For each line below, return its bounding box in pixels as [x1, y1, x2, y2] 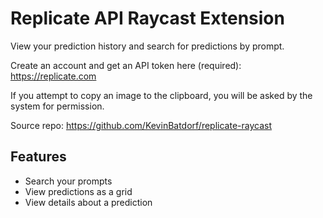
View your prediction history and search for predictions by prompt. [10, 40, 285, 52]
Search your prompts [24, 175, 113, 187]
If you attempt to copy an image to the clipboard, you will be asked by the [10, 89, 313, 101]
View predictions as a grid [24, 185, 133, 197]
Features [10, 148, 67, 166]
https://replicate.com [10, 70, 97, 82]
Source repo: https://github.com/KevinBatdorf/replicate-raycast [10, 119, 272, 131]
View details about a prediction [24, 196, 153, 208]
